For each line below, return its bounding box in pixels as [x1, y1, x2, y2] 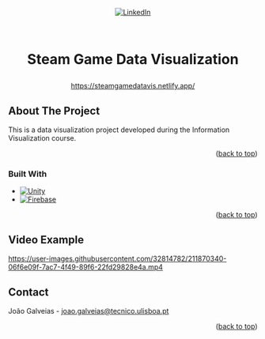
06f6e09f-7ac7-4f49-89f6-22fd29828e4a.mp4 [8, 262, 164, 272]
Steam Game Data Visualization [27, 51, 239, 69]
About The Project [8, 104, 100, 118]
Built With [8, 168, 47, 179]
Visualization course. [8, 134, 77, 142]
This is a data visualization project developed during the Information [8, 125, 230, 134]
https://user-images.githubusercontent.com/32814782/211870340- [8, 254, 227, 264]
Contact [8, 285, 49, 299]
